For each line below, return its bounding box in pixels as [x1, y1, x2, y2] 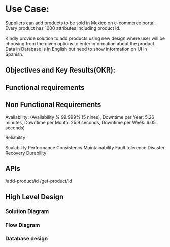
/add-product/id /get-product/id [5, 178, 72, 184]
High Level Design [5, 192, 64, 201]
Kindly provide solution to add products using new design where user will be [5, 35, 165, 41]
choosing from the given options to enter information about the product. [5, 40, 156, 46]
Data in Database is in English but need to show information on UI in [5, 46, 147, 52]
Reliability [5, 134, 26, 140]
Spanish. [5, 51, 24, 57]
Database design [5, 235, 48, 242]
